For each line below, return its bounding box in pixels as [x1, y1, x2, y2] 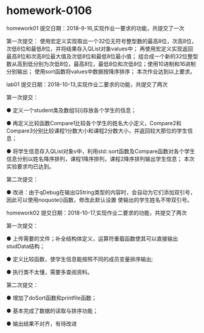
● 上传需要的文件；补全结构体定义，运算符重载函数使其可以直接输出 [6, 235, 178, 242]
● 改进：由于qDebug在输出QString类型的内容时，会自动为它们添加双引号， [6, 188, 196, 196]
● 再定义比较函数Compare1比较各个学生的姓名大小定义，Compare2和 [6, 119, 181, 126]
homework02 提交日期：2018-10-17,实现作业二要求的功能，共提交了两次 [6, 209, 187, 216]
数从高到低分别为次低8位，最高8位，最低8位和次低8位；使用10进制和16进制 [6, 60, 196, 67]
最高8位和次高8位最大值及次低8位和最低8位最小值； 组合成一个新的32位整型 [6, 52, 199, 60]
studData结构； [6, 242, 46, 250]
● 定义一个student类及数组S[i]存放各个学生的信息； [6, 106, 137, 114]
